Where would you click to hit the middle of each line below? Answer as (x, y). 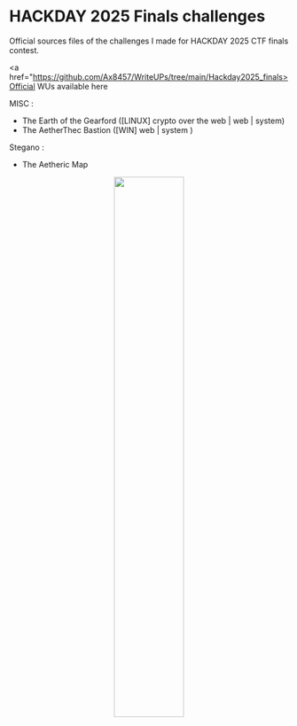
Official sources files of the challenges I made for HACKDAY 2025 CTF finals (149, 41)
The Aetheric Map (55, 164)
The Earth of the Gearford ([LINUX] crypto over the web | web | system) (153, 121)
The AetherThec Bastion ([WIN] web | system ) (107, 129)
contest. (24, 50)
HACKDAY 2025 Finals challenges (137, 16)
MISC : (21, 103)
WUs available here (72, 86)
